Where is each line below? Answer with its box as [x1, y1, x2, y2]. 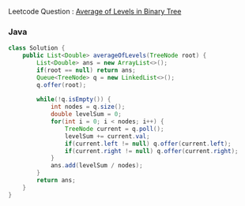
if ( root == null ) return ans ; [36, 66, 136, 74]
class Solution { [8, 44, 66, 52]
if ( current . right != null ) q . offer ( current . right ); [64, 147, 239, 155]
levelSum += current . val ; [64, 132, 150, 140]
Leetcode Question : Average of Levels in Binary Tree [8, 7, 182, 16]
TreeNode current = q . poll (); [64, 125, 164, 133]
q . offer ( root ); [36, 81, 87, 89]
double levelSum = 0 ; [50, 110, 122, 118]
